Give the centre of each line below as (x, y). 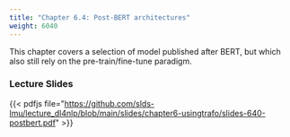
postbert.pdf (33, 123)
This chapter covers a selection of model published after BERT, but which (145, 51)
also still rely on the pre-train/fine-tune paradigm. (101, 61)
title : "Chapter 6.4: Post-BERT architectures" (100, 17)
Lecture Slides (41, 84)
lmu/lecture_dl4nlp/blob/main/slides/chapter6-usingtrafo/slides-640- (138, 113)
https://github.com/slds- (110, 103)
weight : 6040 (34, 26)
